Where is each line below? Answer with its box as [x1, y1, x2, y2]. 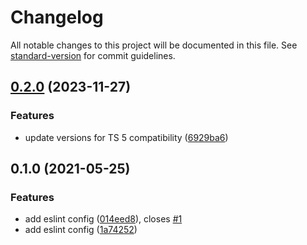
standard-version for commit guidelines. [10, 49, 176, 61]
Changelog [10, 6, 104, 29]
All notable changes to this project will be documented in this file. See [10, 39, 298, 51]
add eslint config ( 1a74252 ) [24, 224, 138, 236]
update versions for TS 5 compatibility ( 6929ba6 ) [24, 131, 229, 143]
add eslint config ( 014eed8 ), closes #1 [24, 213, 183, 225]
